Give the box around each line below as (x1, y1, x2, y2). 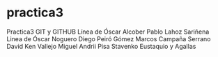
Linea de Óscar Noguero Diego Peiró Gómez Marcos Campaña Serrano (6, 34, 211, 43)
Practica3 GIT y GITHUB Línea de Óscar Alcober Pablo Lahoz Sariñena (6, 27, 210, 36)
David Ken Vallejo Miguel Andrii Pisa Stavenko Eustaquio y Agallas (6, 42, 196, 50)
